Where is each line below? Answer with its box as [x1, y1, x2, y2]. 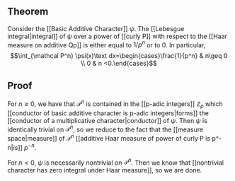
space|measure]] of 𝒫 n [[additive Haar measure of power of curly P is [7, 133, 211, 143]
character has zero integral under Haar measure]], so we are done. [7, 166, 202, 175]
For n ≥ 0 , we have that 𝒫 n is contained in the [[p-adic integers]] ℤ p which [7, 98, 223, 110]
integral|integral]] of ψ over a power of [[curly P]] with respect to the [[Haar [7, 32, 228, 40]
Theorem [7, 6, 49, 18]
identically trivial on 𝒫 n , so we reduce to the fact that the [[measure [7, 124, 204, 134]
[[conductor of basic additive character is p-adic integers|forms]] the [7, 109, 209, 117]
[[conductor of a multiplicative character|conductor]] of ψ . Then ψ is [7, 116, 207, 124]
